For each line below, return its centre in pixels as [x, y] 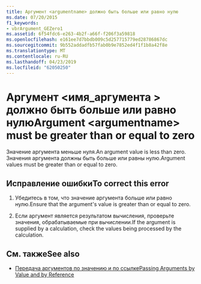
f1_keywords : [22, 23]
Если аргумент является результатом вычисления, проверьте [94, 216]
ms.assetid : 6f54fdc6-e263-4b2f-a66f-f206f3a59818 [71, 34]
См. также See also [43, 254]
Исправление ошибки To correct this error [88, 183]
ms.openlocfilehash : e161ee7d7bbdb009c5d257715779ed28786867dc [87, 40]
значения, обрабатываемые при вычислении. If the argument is [95, 222]
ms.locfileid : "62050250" [38, 67]
